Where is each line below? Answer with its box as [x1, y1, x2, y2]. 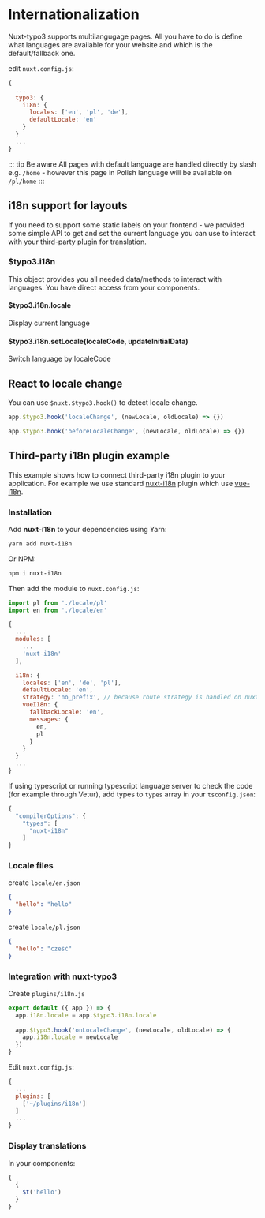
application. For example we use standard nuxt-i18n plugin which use [8, 478, 233, 488]
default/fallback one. [8, 48, 76, 58]
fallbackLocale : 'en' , [28, 708, 104, 716]
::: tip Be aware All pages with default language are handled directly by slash [8, 159, 257, 169]
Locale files [8, 860, 54, 871]
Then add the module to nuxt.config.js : [8, 583, 140, 593]
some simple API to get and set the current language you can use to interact [8, 228, 256, 238]
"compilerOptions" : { [15, 811, 87, 820]
